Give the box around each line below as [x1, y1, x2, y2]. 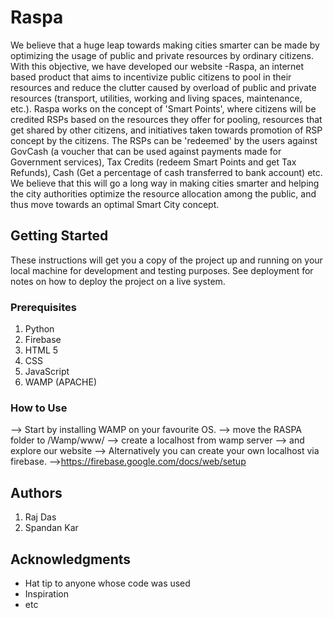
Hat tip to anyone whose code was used [24, 577, 191, 589]
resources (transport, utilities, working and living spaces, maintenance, [10, 92, 303, 104]
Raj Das [24, 511, 57, 523]
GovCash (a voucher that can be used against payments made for [10, 145, 282, 157]
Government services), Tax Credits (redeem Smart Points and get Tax [10, 156, 297, 168]
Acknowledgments [10, 551, 132, 568]
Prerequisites [10, 300, 77, 314]
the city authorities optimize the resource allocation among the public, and [10, 187, 317, 200]
